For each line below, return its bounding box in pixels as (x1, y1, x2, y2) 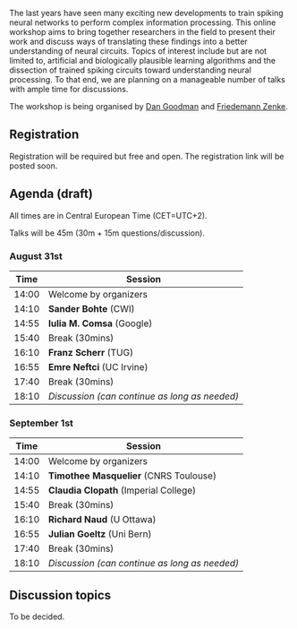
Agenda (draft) (9, 186, 94, 202)
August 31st (9, 250, 63, 263)
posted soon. (9, 160, 58, 171)
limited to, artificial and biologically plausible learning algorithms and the (9, 56, 276, 65)
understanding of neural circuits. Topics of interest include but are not (9, 46, 267, 56)
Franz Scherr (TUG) (47, 346, 134, 358)
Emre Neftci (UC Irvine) (47, 360, 148, 373)
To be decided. (9, 611, 65, 622)
